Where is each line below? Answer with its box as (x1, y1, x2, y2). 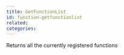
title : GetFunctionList (6, 8, 67, 15)
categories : (6, 25, 36, 32)
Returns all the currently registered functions (6, 42, 118, 49)
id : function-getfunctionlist (6, 14, 83, 20)
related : (6, 20, 28, 26)
